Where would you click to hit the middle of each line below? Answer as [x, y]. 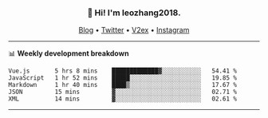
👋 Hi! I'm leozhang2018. [134, 13]
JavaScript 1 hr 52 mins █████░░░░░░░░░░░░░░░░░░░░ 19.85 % [123, 78]
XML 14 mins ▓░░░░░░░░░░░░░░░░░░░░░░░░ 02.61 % [123, 99]
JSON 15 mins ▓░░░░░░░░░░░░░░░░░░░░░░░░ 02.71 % [123, 92]
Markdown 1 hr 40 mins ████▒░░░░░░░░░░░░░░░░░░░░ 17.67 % [123, 85]
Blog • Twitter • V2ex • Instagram [134, 30]
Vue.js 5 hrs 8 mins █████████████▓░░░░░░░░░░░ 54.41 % [123, 71]
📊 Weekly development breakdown [69, 53]
